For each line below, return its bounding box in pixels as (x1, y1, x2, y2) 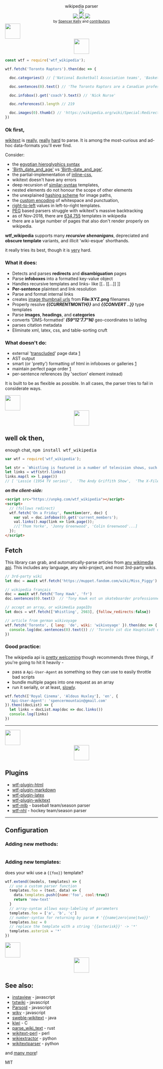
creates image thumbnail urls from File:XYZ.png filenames (12, 296, 130, 302)
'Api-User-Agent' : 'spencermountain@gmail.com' (9, 698, 108, 703)
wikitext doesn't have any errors (12, 177, 77, 183)
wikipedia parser (65, 3, 98, 9)
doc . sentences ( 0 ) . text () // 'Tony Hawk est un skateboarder (5, 596, 131, 601)
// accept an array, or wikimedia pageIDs (5, 605, 92, 610)
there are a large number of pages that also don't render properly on (12, 218, 149, 224)
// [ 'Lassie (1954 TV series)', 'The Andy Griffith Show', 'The (5, 479, 145, 484)
